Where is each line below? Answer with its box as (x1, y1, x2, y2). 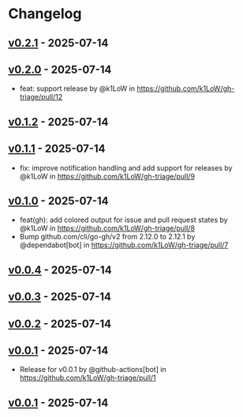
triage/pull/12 (19, 92, 63, 102)
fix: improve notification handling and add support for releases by (19, 163, 233, 172)
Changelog (8, 5, 82, 23)
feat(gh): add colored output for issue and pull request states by (19, 215, 228, 225)
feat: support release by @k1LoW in (19, 84, 136, 93)
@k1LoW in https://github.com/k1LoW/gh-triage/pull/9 (19, 171, 196, 181)
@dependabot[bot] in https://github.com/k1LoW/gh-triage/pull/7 (19, 240, 229, 250)
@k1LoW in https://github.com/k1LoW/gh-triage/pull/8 (19, 224, 196, 233)
